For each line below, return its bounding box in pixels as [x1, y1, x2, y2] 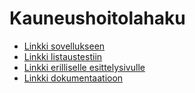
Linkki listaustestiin [23, 50, 103, 62]
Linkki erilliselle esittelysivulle [23, 61, 146, 73]
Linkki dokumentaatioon [23, 72, 124, 84]
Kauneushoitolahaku [9, 7, 186, 30]
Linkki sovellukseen [23, 40, 106, 52]
